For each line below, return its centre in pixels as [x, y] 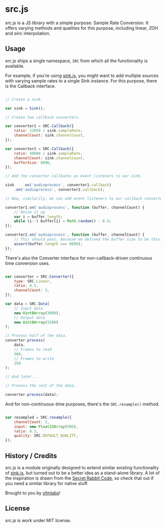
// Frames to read [33, 349]
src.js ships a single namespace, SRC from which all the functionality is [77, 61]
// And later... [22, 377]
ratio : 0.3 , [26, 431]
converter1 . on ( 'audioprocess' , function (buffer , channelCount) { [75, 207]
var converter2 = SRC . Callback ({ [40, 149]
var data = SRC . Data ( [27, 304]
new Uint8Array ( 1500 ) [36, 322]
